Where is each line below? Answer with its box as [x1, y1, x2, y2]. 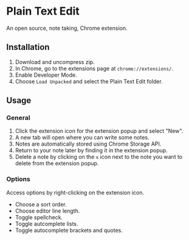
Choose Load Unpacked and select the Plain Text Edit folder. [15, 77, 163, 85]
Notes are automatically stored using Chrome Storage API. [15, 140, 162, 147]
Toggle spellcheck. [15, 213, 63, 221]
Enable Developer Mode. [15, 71, 77, 79]
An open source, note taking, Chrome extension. [6, 24, 128, 32]
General [6, 114, 30, 122]
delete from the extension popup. [15, 160, 99, 167]
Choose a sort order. [15, 200, 67, 208]
